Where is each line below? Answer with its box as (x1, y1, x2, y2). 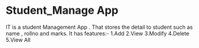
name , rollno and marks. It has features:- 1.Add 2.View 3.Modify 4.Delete (5, 29, 190, 37)
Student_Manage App (5, 4, 119, 17)
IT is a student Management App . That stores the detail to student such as (5, 23, 193, 31)
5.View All (5, 36, 31, 43)
